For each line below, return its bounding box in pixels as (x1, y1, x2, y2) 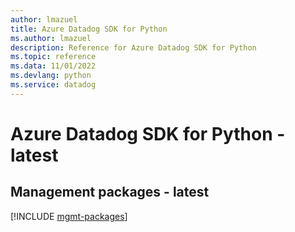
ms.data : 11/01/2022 (10, 61, 97, 71)
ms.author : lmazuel (10, 33, 92, 43)
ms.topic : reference (10, 52, 97, 62)
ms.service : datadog (10, 80, 97, 90)
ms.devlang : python (10, 71, 92, 81)
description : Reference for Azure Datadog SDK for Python (10, 42, 257, 53)
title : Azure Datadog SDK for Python (10, 24, 168, 34)
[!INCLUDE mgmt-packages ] (10, 210, 128, 222)
